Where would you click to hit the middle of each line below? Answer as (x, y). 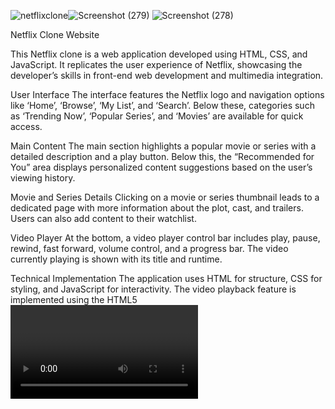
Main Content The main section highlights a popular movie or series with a (163, 146)
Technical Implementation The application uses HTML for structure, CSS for (166, 278)
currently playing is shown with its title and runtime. (116, 259)
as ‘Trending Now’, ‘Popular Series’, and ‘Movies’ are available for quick (157, 116)
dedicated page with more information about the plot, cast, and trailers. (157, 208)
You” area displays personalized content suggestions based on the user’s (161, 167)
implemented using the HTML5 (74, 299)
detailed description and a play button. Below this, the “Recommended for (162, 156)
